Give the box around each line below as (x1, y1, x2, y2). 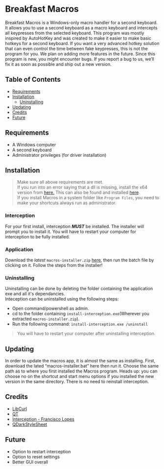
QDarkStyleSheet (12, 421, 47, 427)
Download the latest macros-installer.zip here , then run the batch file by (5, 257, 154, 263)
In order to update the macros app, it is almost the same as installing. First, (5, 358, 156, 364)
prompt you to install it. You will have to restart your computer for (5, 229, 136, 234)
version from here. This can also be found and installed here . (17, 189, 141, 195)
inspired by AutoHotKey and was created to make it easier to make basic (5, 35, 152, 41)
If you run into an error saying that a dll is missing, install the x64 (17, 185, 148, 190)
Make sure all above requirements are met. (17, 179, 104, 185)
